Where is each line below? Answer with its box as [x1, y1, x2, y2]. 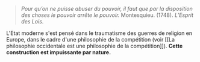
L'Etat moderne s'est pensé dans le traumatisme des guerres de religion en [6, 29, 193, 37]
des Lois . [20, 18, 44, 25]
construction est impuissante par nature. [6, 49, 111, 56]
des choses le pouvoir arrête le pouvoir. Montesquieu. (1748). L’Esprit [20, 11, 194, 19]
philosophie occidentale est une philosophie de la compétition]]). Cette [6, 42, 183, 49]
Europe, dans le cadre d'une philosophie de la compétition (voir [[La [6, 36, 175, 43]
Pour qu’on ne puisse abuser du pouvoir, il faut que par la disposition [20, 5, 193, 12]
